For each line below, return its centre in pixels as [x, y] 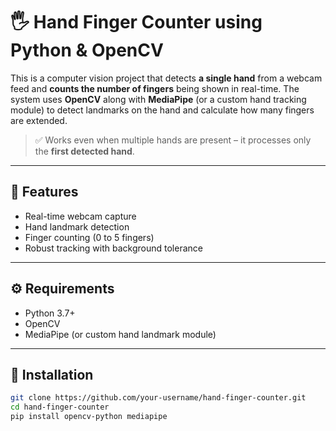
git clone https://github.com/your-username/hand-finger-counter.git [158, 398]
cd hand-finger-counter [60, 407]
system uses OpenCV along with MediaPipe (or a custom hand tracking [158, 99]
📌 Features [44, 192]
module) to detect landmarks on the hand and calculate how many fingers [162, 110]
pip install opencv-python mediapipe [89, 417]
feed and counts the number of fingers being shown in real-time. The [155, 88]
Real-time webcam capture [80, 216]
